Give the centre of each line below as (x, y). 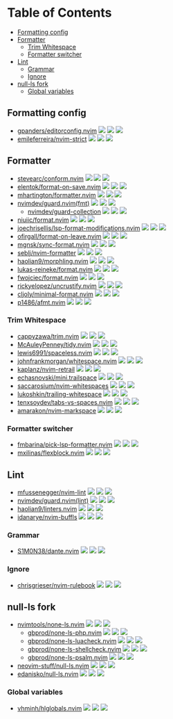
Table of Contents (60, 13)
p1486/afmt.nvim (41, 302)
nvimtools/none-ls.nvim (51, 624)
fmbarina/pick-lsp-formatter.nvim (65, 445)
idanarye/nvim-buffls (47, 517)
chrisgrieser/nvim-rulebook (56, 585)
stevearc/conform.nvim (51, 178)
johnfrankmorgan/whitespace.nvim (67, 361)
